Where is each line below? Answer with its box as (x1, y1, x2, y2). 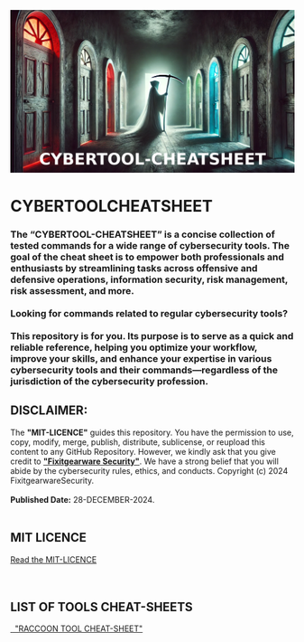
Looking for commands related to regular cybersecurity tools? (10, 307, 288, 320)
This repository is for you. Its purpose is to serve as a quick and (10, 330, 294, 343)
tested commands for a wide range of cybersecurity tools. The (10, 240, 290, 252)
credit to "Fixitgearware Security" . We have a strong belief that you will (10, 456, 279, 467)
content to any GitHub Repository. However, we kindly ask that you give (10, 446, 276, 457)
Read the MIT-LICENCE (10, 553, 97, 565)
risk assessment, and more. (10, 285, 134, 297)
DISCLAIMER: (10, 403, 88, 419)
